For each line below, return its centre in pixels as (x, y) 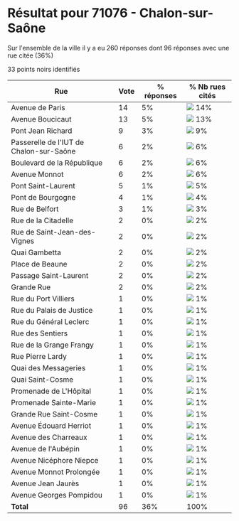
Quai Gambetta (36, 252)
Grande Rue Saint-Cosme (54, 414)
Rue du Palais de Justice (52, 310)
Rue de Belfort (35, 209)
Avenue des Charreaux (49, 437)
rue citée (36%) (31, 55)
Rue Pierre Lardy (39, 356)
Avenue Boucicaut (42, 119)
